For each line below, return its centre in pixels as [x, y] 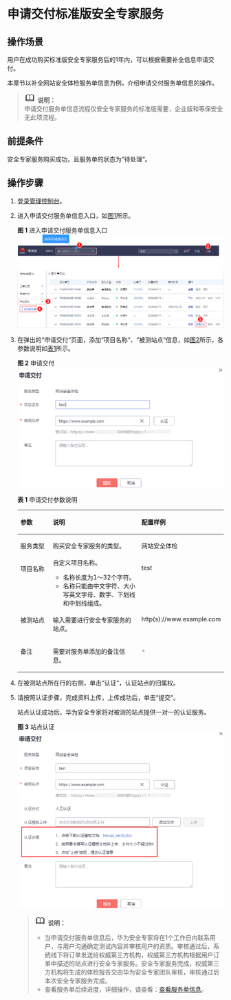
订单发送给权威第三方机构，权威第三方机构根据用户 [141, 954]
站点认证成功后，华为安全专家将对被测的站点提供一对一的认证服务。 [113, 712]
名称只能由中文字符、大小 [99, 586]
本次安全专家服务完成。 [78, 981]
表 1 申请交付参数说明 [47, 499]
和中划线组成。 [84, 603]
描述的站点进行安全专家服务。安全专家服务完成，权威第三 [138, 963]
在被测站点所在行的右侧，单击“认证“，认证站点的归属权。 [98, 683]
